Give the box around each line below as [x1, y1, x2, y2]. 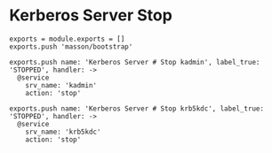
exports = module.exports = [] [9, 34, 125, 43]
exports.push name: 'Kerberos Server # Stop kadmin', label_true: [9, 57, 260, 66]
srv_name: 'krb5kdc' [25, 127, 101, 136]
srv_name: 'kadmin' [25, 80, 98, 89]
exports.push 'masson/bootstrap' [9, 42, 133, 51]
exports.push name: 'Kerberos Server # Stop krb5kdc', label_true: [9, 103, 265, 113]
